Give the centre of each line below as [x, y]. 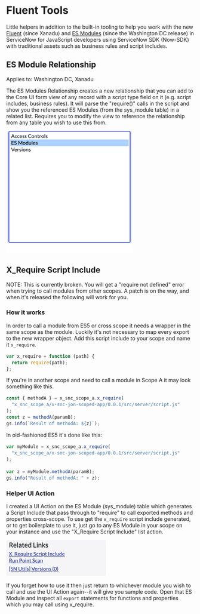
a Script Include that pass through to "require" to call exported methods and [99, 513]
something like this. [30, 386]
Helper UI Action [30, 493]
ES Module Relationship [51, 65]
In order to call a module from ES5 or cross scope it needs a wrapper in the [99, 326]
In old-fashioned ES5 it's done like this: [54, 435]
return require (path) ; [40, 363]
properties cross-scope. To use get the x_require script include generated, [99, 519]
